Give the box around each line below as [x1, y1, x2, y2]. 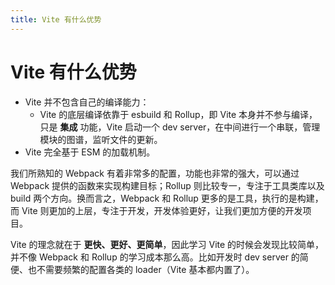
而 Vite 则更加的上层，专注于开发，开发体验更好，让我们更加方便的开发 [10, 204, 303, 216]
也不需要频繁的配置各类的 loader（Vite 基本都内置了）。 [27, 263, 255, 275]
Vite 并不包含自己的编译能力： [24, 96, 150, 108]
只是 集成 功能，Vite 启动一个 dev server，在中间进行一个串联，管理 [39, 121, 321, 133]
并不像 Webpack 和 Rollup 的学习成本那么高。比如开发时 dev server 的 [10, 251, 300, 263]
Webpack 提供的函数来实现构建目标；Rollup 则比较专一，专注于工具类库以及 [10, 179, 325, 191]
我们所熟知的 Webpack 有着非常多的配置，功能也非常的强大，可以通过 [10, 167, 300, 179]
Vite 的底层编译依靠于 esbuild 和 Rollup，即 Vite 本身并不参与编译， [39, 108, 318, 120]
